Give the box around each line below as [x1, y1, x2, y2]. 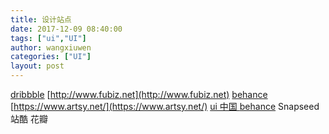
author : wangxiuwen [10, 42, 92, 53]
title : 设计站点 [10, 14, 72, 25]
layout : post [10, 61, 65, 71]
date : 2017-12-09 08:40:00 [10, 24, 123, 34]
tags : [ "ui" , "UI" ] [10, 33, 87, 43]
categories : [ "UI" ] [10, 52, 92, 62]
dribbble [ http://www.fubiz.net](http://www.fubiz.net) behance [10, 89, 268, 100]
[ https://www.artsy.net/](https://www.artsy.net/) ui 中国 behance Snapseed [10, 101, 320, 112]
